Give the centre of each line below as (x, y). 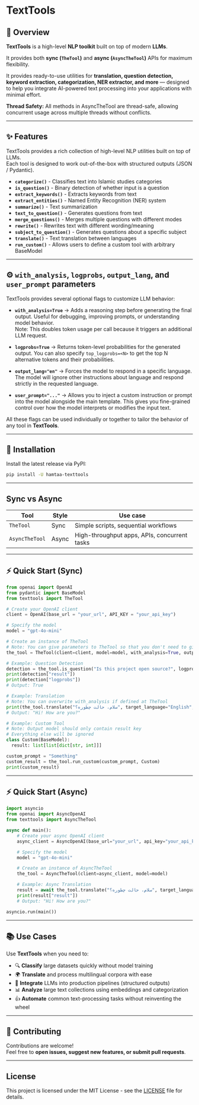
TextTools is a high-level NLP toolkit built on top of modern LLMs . (87, 46)
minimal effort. (24, 95)
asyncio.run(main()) (32, 912)
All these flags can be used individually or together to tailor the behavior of (97, 419)
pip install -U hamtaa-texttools (47, 475)
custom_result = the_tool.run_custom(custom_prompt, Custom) (83, 761)
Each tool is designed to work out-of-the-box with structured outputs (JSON (99, 163)
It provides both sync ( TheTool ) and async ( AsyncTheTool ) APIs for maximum (99, 58)
